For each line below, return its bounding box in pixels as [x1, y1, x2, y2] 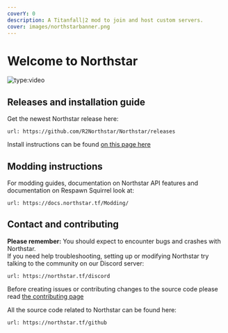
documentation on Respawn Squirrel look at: [7, 186, 134, 195]
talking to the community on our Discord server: [7, 259, 145, 268]
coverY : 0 [7, 10, 36, 17]
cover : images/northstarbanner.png [7, 23, 111, 30]
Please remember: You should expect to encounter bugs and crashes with [7, 237, 221, 245]
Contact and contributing [7, 218, 120, 230]
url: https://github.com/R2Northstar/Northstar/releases [7, 128, 176, 136]
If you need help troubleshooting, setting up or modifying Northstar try [7, 252, 209, 260]
